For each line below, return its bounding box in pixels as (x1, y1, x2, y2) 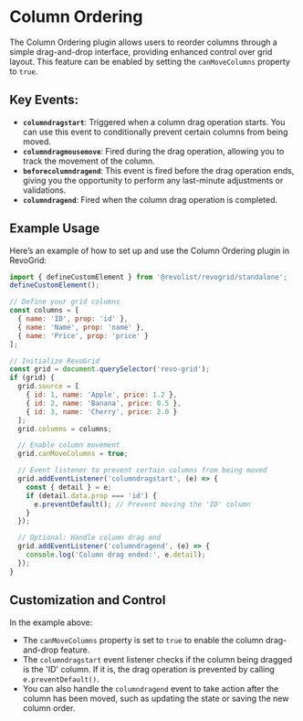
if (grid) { (9, 373, 55, 383)
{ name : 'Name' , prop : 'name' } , (17, 323, 145, 332)
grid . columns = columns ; (17, 424, 112, 433)
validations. (22, 185, 67, 196)
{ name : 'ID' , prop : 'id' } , (17, 314, 129, 323)
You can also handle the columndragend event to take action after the (22, 683, 279, 694)
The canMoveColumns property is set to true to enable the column (22, 634, 265, 645)
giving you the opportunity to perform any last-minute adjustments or (22, 175, 284, 186)
